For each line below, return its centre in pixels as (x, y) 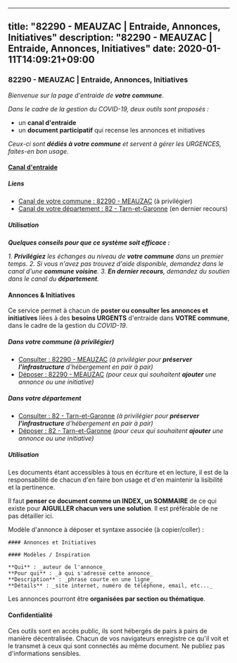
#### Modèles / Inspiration (49, 555)
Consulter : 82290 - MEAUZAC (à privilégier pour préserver (105, 360)
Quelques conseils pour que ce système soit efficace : (89, 243)
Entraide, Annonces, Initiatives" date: (92, 49)
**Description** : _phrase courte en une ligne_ (81, 580)
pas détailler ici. (31, 516)
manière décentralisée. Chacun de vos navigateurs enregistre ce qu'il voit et (118, 638)
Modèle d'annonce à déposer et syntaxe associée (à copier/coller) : (106, 530)
